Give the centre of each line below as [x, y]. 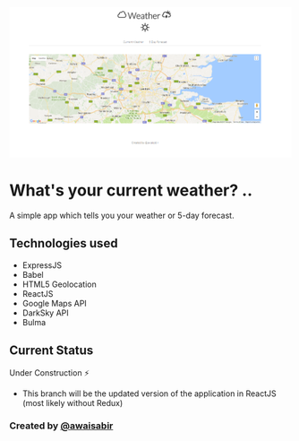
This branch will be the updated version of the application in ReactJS [149, 393]
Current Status [51, 351]
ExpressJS [42, 265]
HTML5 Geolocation [59, 284]
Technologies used [64, 243]
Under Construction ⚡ [49, 372]
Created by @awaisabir [61, 426]
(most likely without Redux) [73, 402]
